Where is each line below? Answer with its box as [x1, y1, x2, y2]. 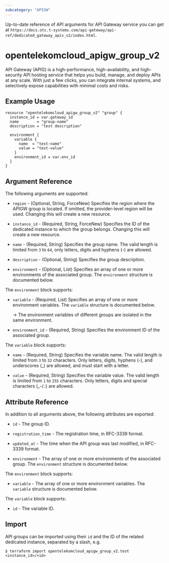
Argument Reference [5, 177, 72, 186]
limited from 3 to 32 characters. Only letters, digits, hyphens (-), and [12, 357, 153, 364]
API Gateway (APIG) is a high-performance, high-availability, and [5, 66, 140, 72]
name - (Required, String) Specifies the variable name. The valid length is [12, 352, 162, 358]
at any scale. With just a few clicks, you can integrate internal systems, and [5, 77, 161, 83]
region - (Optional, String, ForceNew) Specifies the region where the [12, 200, 155, 207]
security [5, 72, 23, 78]
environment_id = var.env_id [14, 155, 75, 160]
